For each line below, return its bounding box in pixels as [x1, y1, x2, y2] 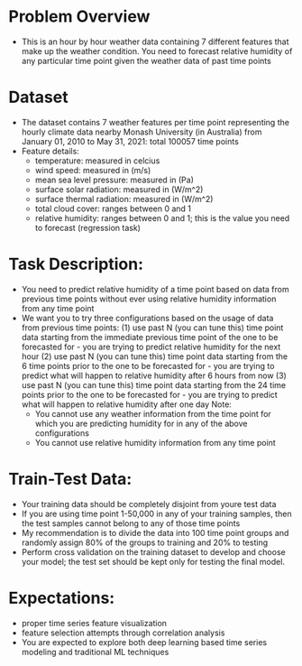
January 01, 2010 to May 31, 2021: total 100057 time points [21, 135, 240, 146]
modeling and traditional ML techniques [21, 646, 169, 657]
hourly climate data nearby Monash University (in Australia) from [21, 126, 262, 137]
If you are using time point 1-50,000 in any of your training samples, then [21, 508, 292, 519]
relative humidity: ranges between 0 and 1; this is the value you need [34, 212, 290, 223]
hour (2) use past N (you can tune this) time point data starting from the [21, 350, 288, 362]
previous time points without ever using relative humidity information [21, 293, 277, 304]
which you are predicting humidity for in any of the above [34, 418, 248, 429]
